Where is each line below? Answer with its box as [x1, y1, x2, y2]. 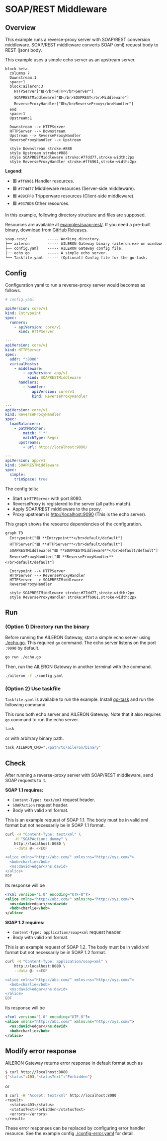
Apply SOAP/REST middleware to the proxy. [12, 506, 102, 512]
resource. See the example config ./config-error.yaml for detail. [5, 1131, 135, 1137]
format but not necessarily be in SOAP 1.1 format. [5, 822, 105, 828]
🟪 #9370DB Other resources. [12, 200, 70, 206]
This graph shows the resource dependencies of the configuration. [5, 521, 143, 527]
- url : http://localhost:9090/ [23, 445, 88, 450]
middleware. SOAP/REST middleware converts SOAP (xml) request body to [5, 42, 159, 48]
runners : [9, 320, 28, 325]
